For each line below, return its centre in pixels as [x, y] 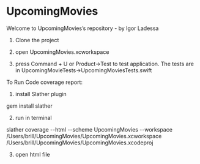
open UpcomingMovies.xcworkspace [62, 52]
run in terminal [33, 117]
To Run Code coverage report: [45, 82]
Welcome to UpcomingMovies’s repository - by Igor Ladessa [83, 28]
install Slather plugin [41, 94]
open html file [32, 154]
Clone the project [37, 40]
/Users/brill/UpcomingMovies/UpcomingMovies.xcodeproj [80, 143]
